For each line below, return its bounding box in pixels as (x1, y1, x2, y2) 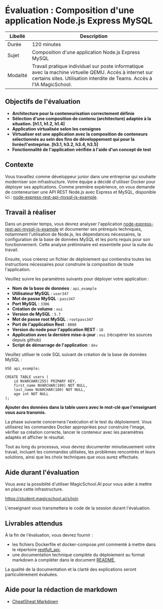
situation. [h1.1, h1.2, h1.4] (12, 120, 65, 126)
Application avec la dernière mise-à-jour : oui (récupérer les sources (12, 332, 152, 338)
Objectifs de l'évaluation (5, 98, 81, 106)
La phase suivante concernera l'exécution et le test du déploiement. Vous (5, 419, 152, 425)
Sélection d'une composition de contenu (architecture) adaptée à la (12, 116, 151, 121)
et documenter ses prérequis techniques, (60, 226, 142, 232)
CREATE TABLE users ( (5, 374, 49, 380)
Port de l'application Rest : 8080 (12, 321, 77, 327)
